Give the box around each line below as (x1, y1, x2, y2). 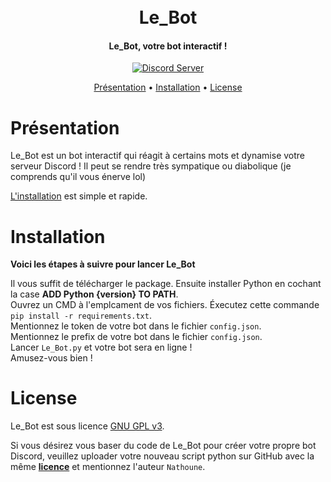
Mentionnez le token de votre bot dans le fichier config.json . (10, 320, 262, 332)
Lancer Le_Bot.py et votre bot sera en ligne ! (10, 341, 193, 354)
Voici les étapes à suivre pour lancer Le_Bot (10, 258, 196, 270)
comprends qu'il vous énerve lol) (10, 171, 147, 183)
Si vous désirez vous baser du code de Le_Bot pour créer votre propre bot (10, 440, 317, 452)
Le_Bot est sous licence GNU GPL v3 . (10, 420, 165, 432)
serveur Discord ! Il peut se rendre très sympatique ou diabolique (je (10, 160, 292, 172)
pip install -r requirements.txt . (10, 310, 152, 322)
